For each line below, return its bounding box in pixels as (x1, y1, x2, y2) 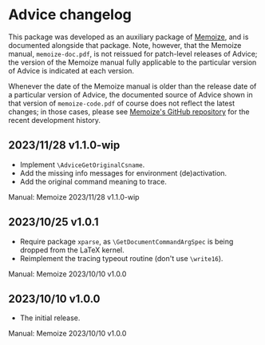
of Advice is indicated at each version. (8, 65, 134, 75)
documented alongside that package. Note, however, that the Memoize (8, 40, 242, 50)
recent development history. (8, 115, 101, 125)
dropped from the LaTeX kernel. (19, 245, 125, 255)
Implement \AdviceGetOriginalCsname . (19, 160, 145, 169)
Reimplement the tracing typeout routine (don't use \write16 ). (19, 253, 223, 263)
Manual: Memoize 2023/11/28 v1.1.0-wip (8, 192, 140, 201)
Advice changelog (8, 6, 132, 24)
